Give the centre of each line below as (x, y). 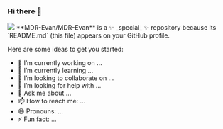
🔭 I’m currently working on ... (60, 63)
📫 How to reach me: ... (51, 101)
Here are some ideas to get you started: (66, 50)
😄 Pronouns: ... (40, 111)
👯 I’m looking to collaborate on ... (66, 78)
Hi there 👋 (25, 11)
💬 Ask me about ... (44, 93)
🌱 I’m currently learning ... (55, 71)
